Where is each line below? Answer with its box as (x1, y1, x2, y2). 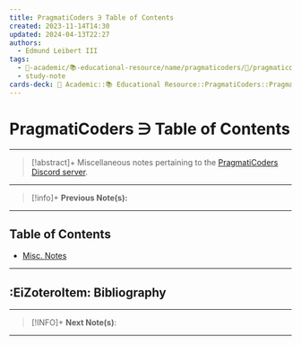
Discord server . (30, 166, 88, 177)
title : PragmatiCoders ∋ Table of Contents (9, 13, 175, 22)
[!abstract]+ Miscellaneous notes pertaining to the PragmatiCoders (30, 156, 279, 167)
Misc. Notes (21, 251, 67, 261)
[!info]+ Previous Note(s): (30, 192, 128, 203)
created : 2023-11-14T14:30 (9, 22, 110, 31)
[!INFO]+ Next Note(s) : (30, 317, 117, 328)
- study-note (17, 72, 66, 81)
